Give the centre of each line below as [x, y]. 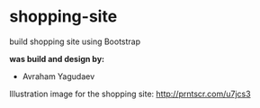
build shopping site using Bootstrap [75, 41]
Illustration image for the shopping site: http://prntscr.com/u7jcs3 [130, 94]
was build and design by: [57, 58]
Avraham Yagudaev [58, 76]
